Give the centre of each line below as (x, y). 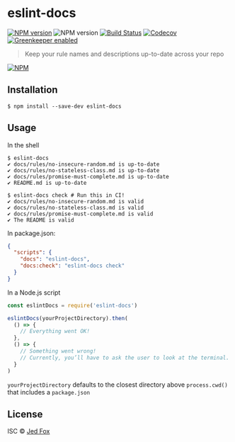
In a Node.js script (34, 293)
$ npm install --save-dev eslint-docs (64, 106)
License (25, 414)
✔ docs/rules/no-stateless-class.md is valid (75, 208)
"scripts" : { (33, 253)
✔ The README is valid (41, 220)
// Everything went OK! (55, 331)
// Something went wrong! (58, 351)
